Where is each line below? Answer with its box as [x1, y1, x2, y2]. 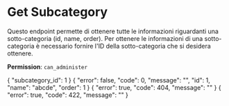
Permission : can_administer [7, 62, 88, 71]
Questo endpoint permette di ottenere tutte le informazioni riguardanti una [7, 27, 219, 35]
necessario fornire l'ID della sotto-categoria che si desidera [41, 42, 212, 50]
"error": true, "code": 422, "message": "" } [7, 91, 128, 99]
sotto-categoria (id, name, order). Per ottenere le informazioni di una [7, 34, 203, 42]
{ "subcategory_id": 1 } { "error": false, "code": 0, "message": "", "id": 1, [7, 76, 210, 84]
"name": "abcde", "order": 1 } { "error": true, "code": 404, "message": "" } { [7, 83, 221, 91]
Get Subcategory [7, 4, 108, 20]
